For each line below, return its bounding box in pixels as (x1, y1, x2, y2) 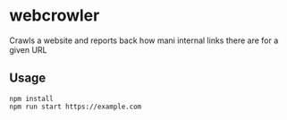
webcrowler (9, 5, 100, 26)
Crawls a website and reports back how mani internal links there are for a (9, 35, 279, 46)
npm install (9, 94, 54, 103)
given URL (9, 44, 47, 55)
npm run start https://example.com (9, 102, 142, 111)
